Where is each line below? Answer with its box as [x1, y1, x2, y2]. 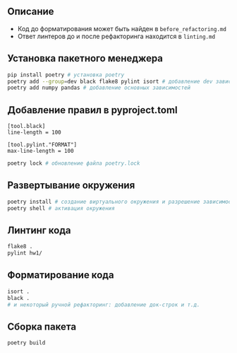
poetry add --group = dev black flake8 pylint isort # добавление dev [7, 78, 213, 85]
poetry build [7, 340, 46, 347]
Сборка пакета [7, 320, 76, 332]
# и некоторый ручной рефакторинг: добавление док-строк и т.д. [7, 301, 200, 308]
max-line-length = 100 [7, 148, 74, 155]
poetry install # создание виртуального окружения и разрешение [7, 198, 200, 205]
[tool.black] [7, 123, 46, 130]
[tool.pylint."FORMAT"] [7, 141, 78, 149]
